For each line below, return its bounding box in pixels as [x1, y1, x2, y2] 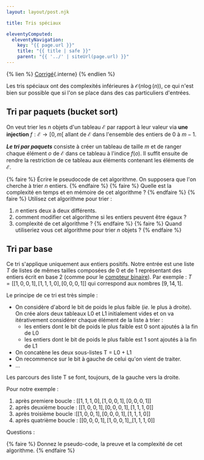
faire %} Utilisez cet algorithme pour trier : [6, 195, 113, 202]
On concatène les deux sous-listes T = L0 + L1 [15, 348, 132, 356]
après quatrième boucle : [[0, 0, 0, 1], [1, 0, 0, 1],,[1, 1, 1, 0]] [15, 416, 155, 424]
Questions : [6, 428, 35, 436]
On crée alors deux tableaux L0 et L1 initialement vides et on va [15, 309, 174, 317]
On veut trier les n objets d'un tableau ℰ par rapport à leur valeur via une [6, 123, 188, 131]
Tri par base [6, 244, 53, 254]
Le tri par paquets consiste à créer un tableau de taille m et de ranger [6, 143, 181, 150]
